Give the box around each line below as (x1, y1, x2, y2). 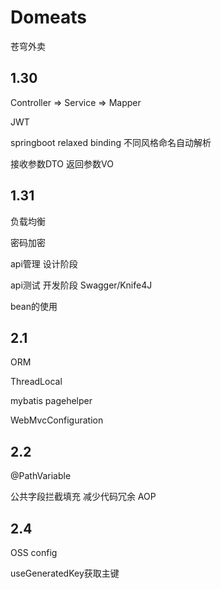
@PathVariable (10, 470, 72, 482)
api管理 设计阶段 (10, 257, 78, 270)
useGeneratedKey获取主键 (10, 567, 120, 579)
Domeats (10, 6, 87, 29)
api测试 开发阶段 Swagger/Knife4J (10, 279, 153, 291)
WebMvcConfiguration (10, 414, 104, 426)
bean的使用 (10, 300, 58, 312)
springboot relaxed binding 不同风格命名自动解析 (10, 136, 212, 148)
